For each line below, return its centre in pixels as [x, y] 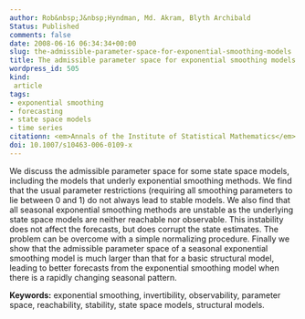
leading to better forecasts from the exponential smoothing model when [145, 268]
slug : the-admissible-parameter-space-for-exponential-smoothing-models [151, 52]
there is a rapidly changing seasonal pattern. [94, 277]
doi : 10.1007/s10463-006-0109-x [71, 145]
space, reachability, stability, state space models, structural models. [137, 304]
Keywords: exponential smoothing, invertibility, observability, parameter [145, 295]
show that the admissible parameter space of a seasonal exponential [139, 248]
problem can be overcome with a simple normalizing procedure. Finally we [150, 239]
